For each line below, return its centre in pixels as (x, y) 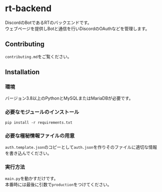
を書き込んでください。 (28, 153)
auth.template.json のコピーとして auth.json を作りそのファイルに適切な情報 (81, 147)
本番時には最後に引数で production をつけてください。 (58, 185)
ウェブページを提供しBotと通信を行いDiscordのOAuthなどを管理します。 (77, 28)
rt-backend (28, 9)
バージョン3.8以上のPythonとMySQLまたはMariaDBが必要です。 (69, 98)
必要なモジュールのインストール (42, 112)
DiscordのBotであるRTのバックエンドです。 (49, 22)
